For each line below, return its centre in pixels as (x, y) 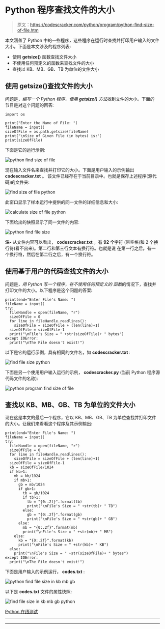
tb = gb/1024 (36, 493)
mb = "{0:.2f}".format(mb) (50, 528)
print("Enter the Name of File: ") (41, 123)
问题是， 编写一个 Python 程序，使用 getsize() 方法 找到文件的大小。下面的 (80, 99)
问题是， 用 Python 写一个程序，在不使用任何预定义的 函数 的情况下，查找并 (81, 284)
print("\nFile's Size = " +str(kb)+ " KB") (63, 545)
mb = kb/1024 (27, 476)
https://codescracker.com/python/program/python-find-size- (92, 25)
